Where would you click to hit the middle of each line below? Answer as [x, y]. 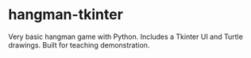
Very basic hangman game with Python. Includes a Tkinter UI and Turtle [126, 37]
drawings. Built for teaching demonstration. [79, 44]
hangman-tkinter [66, 15]
